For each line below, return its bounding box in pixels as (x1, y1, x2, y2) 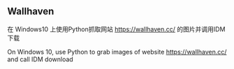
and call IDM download (7, 55, 73, 63)
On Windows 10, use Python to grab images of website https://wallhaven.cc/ (7, 47, 227, 56)
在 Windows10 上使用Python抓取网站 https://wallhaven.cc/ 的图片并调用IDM (7, 24, 226, 33)
